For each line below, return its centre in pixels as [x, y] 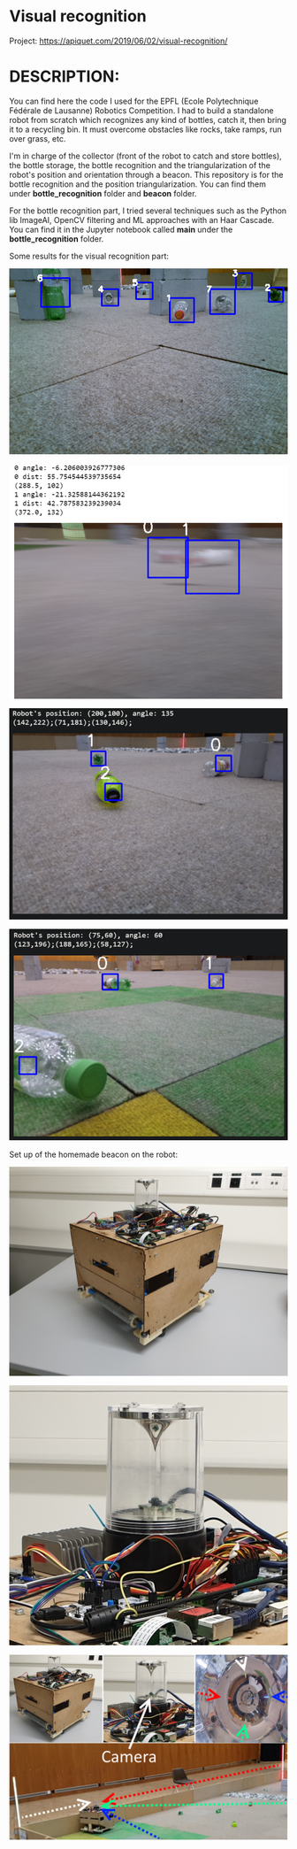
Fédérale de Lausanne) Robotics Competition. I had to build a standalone [141, 110]
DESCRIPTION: [65, 77]
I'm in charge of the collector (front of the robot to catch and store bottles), [146, 156]
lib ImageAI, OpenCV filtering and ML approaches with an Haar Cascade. [142, 220]
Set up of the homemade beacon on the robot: [94, 1154]
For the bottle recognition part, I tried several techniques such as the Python [148, 211]
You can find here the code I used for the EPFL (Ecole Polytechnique [134, 101]
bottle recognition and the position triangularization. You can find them [138, 184]
